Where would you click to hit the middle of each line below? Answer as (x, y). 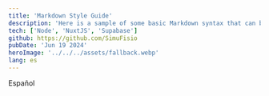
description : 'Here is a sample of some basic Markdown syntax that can (132, 23)
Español (22, 83)
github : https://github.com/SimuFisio (73, 38)
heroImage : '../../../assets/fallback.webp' (84, 53)
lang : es (23, 61)
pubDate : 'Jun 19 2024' (48, 46)
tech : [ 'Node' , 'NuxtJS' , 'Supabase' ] (73, 30)
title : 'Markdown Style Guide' (60, 16)
